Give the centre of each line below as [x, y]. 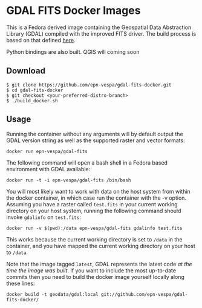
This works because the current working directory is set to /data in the [94, 239]
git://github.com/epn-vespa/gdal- [144, 294]
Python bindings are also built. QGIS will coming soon [73, 51]
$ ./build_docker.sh [32, 100]
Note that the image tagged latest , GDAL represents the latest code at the [99, 264]
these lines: [21, 283]
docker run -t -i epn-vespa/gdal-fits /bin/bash [69, 180]
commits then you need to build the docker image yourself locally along [95, 277]
